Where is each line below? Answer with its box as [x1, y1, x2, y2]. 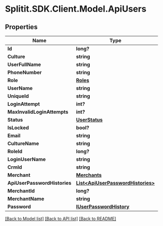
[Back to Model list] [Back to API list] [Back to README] [5, 216, 116, 222]
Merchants [76, 172, 102, 178]
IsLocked [7, 124, 29, 131]
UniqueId [7, 93, 29, 99]
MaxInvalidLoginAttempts [7, 108, 69, 115]
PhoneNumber [7, 69, 42, 76]
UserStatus [76, 117, 103, 123]
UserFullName [7, 61, 41, 68]
